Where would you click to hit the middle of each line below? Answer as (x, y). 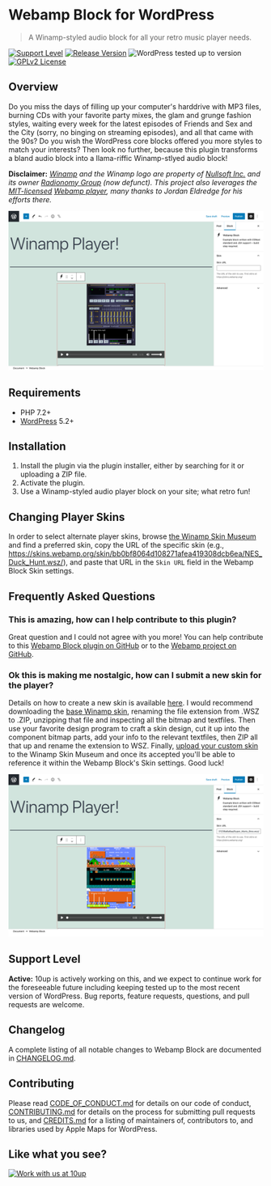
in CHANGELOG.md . (42, 1058)
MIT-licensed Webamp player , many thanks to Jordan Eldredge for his (125, 191)
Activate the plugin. (53, 483)
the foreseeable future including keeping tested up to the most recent (124, 987)
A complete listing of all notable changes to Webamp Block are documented (135, 1049)
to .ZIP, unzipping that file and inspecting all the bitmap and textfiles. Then (132, 720)
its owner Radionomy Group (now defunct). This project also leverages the (133, 182)
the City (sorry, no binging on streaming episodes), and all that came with (131, 132)
